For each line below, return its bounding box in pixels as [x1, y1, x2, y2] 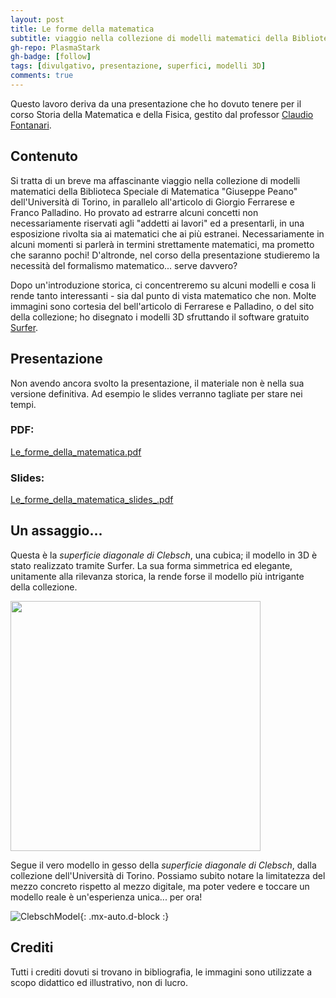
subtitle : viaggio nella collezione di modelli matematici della [10, 33, 288, 43]
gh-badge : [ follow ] [10, 52, 92, 62]
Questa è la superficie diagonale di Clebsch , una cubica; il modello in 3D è [10, 549, 318, 561]
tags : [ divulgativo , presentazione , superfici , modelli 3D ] [10, 61, 267, 71]
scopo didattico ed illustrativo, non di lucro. [10, 976, 189, 988]
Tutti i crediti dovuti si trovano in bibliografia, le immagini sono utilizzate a [10, 966, 313, 978]
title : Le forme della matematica [10, 24, 155, 34]
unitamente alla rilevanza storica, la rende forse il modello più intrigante [10, 570, 305, 582]
